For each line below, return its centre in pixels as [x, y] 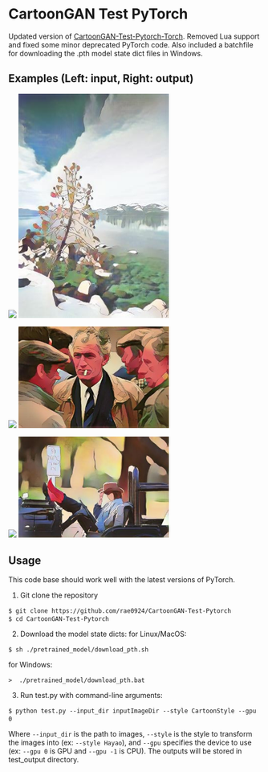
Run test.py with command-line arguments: [91, 696]
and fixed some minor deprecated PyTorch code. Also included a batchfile [131, 44]
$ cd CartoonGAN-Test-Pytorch [59, 619]
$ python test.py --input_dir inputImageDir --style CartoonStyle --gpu [132, 711]
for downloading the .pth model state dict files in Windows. [106, 53]
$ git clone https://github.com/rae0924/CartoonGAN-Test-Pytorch [120, 611]
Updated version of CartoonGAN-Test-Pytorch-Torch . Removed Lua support [134, 36]
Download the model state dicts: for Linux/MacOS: [103, 634]
